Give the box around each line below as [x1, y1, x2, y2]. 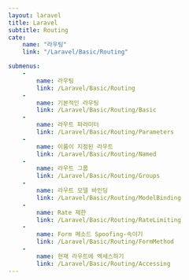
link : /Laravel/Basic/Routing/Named [36, 150, 157, 158]
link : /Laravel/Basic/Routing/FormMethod [36, 238, 175, 246]
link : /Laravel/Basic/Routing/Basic [36, 106, 157, 114]
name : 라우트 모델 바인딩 [36, 186, 109, 194]
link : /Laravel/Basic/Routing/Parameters [36, 128, 175, 136]
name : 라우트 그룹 [36, 164, 89, 173]
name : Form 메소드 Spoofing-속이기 [36, 230, 143, 238]
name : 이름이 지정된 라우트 [36, 142, 114, 150]
